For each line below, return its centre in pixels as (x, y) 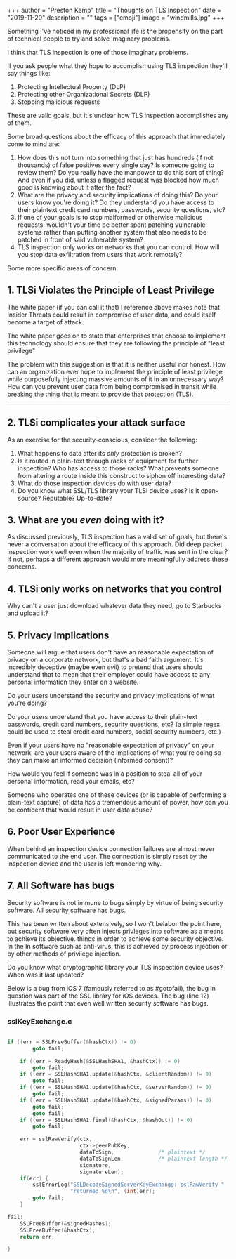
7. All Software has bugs (61, 886)
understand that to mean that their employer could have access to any (109, 675)
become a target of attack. (46, 322)
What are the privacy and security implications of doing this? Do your (118, 195)
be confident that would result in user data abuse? (80, 810)
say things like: (29, 73)
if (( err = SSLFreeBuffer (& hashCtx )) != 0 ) (72, 1042)
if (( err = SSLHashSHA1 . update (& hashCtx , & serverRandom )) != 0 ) (116, 1088)
